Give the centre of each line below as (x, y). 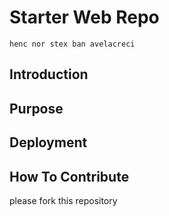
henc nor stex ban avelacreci (72, 44)
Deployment (48, 142)
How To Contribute (69, 176)
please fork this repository (63, 200)
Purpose (36, 108)
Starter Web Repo (84, 17)
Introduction (49, 74)
